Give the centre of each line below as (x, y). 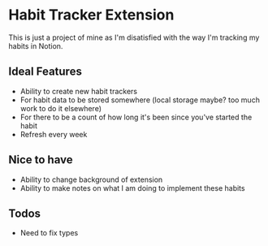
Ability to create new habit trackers (79, 91)
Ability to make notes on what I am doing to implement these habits (132, 188)
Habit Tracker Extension (91, 15)
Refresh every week (54, 134)
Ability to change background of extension (91, 179)
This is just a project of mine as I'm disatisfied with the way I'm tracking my (134, 37)
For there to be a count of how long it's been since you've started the (136, 117)
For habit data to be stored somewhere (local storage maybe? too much (140, 100)
